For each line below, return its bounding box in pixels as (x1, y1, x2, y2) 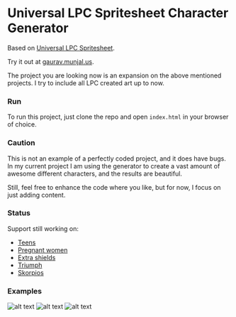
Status (7, 208, 30, 218)
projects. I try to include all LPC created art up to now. (7, 78, 164, 87)
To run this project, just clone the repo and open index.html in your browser (7, 112, 229, 122)
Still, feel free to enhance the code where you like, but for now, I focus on (7, 183, 221, 191)
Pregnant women (17, 245, 68, 254)
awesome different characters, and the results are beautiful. (7, 169, 183, 178)
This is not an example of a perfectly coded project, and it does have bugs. (7, 154, 227, 163)
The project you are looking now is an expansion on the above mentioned (7, 71, 222, 80)
